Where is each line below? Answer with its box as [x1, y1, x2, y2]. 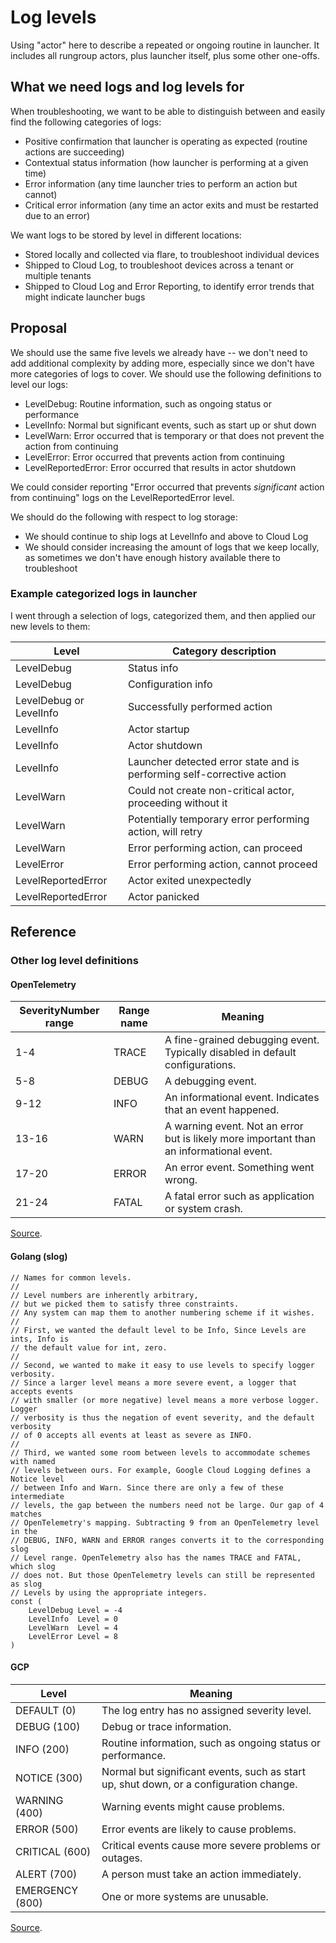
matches [10, 1509, 43, 1519]
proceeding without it [127, 796, 228, 810]
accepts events [10, 1386, 74, 1396]
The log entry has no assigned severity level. [101, 1703, 312, 1717]
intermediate [10, 1491, 65, 1501]
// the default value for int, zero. [10, 1342, 168, 1353]
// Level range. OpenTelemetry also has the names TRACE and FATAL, [10, 1552, 302, 1563]
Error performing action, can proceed [127, 841, 303, 855]
